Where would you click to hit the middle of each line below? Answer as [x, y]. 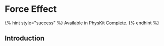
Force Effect [31, 9]
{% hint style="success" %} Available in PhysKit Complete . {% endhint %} [82, 23]
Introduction [25, 38]
